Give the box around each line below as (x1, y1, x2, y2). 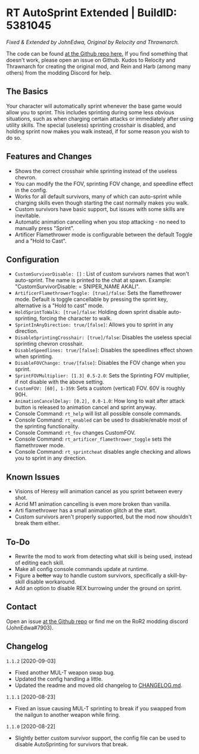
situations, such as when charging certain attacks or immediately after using (6, 115, 194, 122)
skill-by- (167, 572, 188, 579)
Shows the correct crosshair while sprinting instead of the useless (14, 167, 178, 175)
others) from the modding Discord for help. (6, 69, 112, 76)
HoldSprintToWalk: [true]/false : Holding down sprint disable (14, 309, 167, 316)
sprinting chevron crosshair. (14, 340, 84, 347)
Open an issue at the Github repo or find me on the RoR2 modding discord (6, 618, 189, 625)
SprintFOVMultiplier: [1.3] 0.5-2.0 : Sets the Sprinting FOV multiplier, (14, 372, 190, 379)
